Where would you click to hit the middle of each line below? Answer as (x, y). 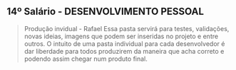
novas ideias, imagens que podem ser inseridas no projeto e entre (121, 36)
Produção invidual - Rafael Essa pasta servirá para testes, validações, (127, 28)
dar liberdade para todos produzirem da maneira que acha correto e (124, 51)
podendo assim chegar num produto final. (86, 59)
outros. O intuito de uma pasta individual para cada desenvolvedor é (124, 43)
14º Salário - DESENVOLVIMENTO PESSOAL (106, 12)
